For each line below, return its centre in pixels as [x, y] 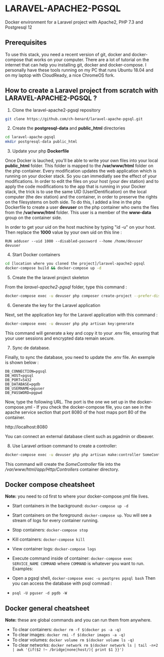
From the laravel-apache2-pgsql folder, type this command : [66, 287]
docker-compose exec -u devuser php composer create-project [69, 296]
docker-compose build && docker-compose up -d [53, 268]
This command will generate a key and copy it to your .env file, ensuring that [82, 333]
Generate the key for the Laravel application [56, 305]
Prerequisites [26, 43]
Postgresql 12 [19, 27]
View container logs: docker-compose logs [54, 549]
